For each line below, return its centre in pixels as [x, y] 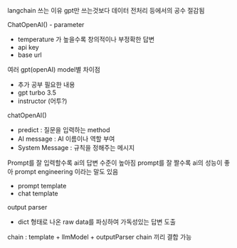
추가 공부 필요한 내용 [46, 85]
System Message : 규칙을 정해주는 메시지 [76, 147]
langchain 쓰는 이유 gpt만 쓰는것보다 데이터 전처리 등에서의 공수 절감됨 [106, 10]
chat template [38, 193]
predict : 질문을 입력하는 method [64, 130]
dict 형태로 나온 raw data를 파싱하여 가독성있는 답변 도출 [97, 222]
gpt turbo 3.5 [37, 92]
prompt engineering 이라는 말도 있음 [67, 172]
